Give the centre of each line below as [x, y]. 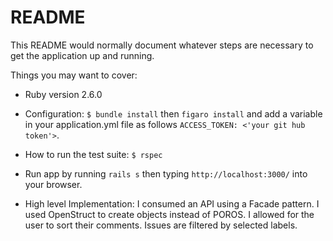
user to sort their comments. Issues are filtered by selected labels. [161, 225]
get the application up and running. [82, 55]
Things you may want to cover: [74, 75]
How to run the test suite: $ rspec [93, 154]
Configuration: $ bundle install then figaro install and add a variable [173, 113]
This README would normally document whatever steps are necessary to [162, 45]
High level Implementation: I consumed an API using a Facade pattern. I [172, 203]
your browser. [53, 184]
